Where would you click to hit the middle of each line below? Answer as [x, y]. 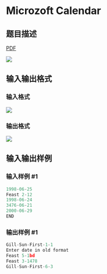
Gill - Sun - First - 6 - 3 [30, 266]
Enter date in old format [37, 250]
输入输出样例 [29, 159]
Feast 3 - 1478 [22, 261]
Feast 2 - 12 [19, 195]
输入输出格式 [29, 79]
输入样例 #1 [22, 176]
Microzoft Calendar [54, 11]
